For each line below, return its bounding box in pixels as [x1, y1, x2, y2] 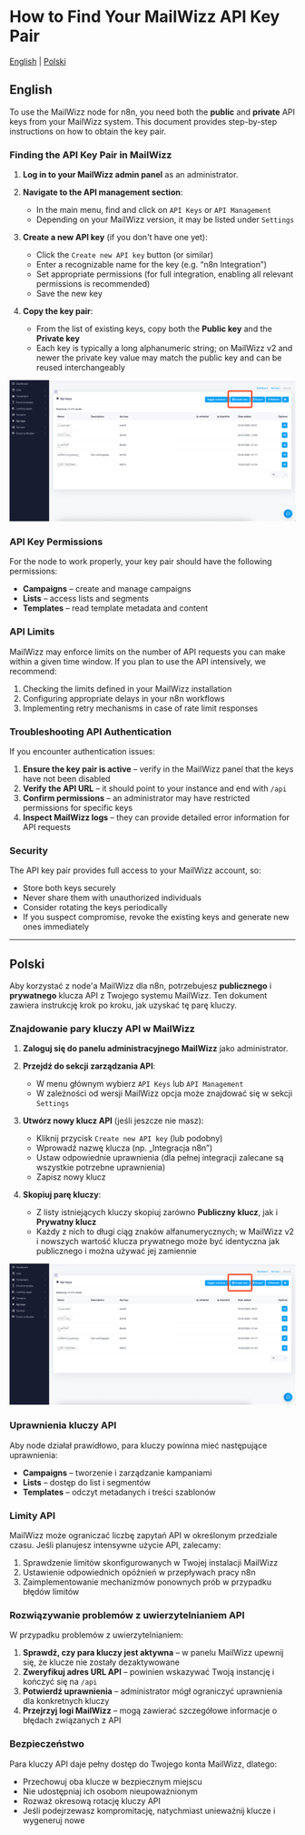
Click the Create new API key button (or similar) [35, 249, 214, 260]
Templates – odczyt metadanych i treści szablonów [22, 1486, 216, 1497]
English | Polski [9, 56, 66, 66]
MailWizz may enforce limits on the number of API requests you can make [9, 646, 286, 657]
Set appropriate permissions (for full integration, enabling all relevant [35, 269, 293, 279]
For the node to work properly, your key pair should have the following [9, 556, 272, 567]
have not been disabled [22, 774, 111, 784]
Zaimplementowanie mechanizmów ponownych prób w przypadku [22, 1576, 272, 1587]
